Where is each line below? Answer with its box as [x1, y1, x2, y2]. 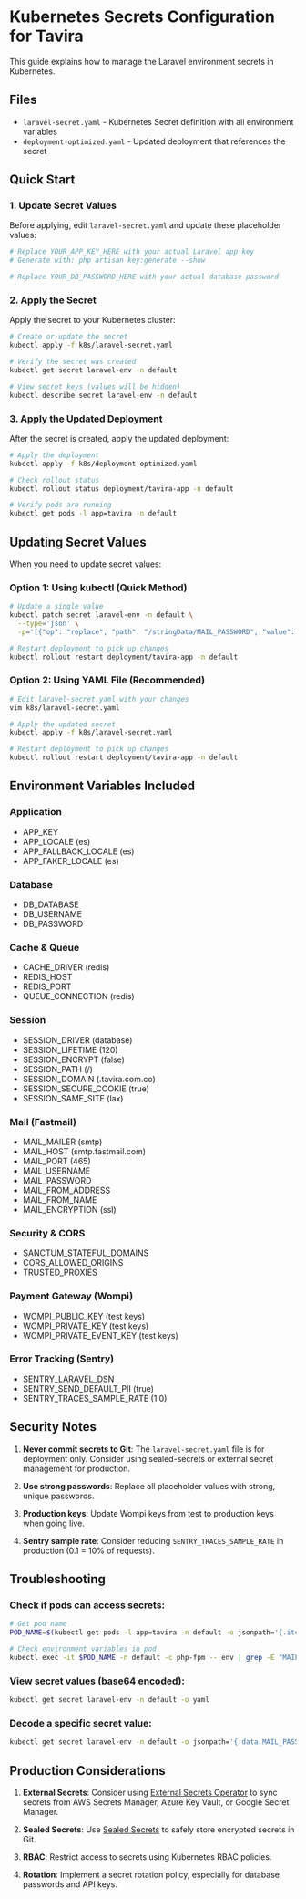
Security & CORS [9, 1226, 86, 1239]
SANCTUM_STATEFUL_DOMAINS [22, 1247, 149, 1258]
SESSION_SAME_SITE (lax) [22, 1092, 124, 1103]
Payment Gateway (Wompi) [9, 1289, 134, 1302]
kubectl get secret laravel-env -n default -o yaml [9, 1696, 209, 1705]
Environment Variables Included [9, 778, 196, 794]
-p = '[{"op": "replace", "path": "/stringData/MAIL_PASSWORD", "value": [17, 627, 296, 636]
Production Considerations [9, 1763, 166, 1779]
